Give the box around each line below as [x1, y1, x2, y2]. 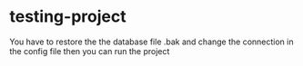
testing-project [9, 6, 126, 27]
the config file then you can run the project [9, 45, 170, 56]
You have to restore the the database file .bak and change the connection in [9, 36, 294, 47]
